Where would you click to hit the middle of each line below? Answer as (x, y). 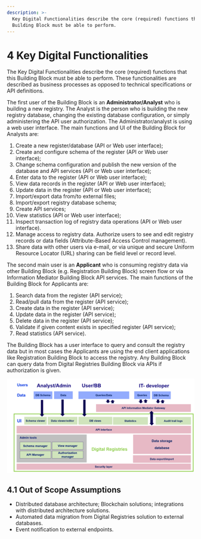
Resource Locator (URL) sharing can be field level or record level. (96, 253)
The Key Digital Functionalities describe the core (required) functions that (97, 72)
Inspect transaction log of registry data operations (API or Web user (99, 222)
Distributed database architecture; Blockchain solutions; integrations (100, 504)
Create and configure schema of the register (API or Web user (92, 152)
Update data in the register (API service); (66, 315)
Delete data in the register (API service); (65, 321)
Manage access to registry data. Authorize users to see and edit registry (104, 234)
